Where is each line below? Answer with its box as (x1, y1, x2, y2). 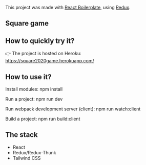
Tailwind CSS (12, 155, 41, 161)
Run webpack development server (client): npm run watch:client (5, 106, 141, 112)
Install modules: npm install (5, 86, 63, 92)
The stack (5, 130, 38, 139)
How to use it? (5, 73, 52, 81)
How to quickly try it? (5, 36, 75, 45)
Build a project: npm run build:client (5, 116, 80, 122)
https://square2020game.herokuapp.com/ (5, 58, 95, 64)
